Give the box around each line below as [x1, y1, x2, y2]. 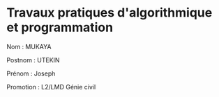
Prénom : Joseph [6, 69, 56, 78]
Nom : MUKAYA [6, 42, 52, 51]
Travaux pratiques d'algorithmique [6, 5, 213, 21]
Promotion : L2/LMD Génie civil [6, 82, 96, 91]
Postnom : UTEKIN [6, 55, 60, 64]
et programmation [6, 19, 113, 35]
